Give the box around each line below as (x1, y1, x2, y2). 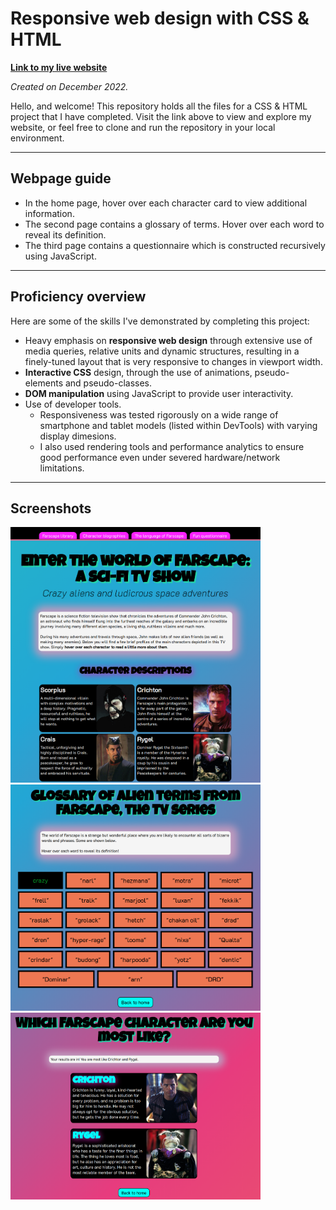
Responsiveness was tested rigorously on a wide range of (39, 408, 279, 421)
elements (24, 377, 64, 389)
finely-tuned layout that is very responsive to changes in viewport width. (24, 355, 323, 367)
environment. (10, 132, 65, 144)
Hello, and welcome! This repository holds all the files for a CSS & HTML (10, 100, 308, 112)
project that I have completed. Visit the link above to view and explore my (10, 110, 312, 122)
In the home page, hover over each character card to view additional (24, 197, 308, 209)
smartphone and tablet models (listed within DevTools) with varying (39, 419, 318, 431)
